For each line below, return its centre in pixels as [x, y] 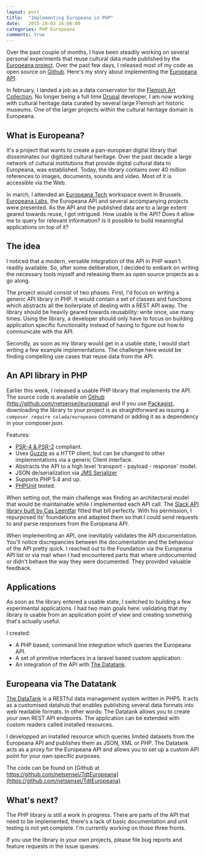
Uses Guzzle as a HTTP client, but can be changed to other [90, 453]
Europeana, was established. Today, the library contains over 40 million [96, 170]
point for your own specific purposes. [54, 756]
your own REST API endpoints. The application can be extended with [93, 718]
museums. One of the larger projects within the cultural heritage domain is [100, 110]
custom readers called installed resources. [60, 725]
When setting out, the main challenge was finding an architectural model [98, 497]
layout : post [23, 12]
